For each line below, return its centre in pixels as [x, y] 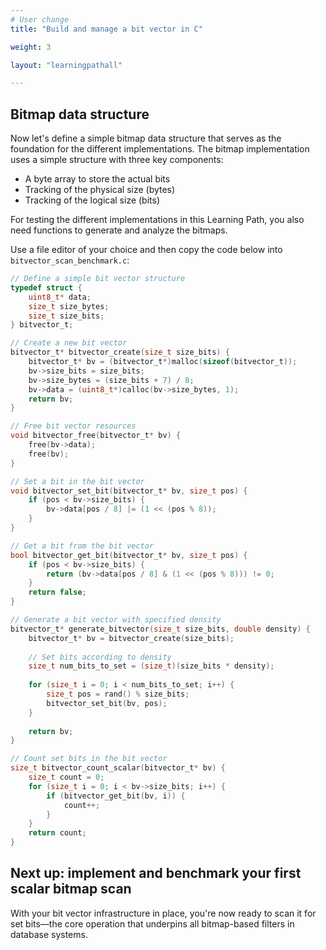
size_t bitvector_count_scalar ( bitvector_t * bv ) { [118, 768]
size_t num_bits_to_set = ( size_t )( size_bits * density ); [151, 666]
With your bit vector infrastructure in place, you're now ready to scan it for [163, 913]
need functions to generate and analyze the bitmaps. [119, 230]
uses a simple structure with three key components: [117, 160]
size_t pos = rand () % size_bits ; [118, 694]
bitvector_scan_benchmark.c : [70, 260]
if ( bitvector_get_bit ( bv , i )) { [116, 796]
